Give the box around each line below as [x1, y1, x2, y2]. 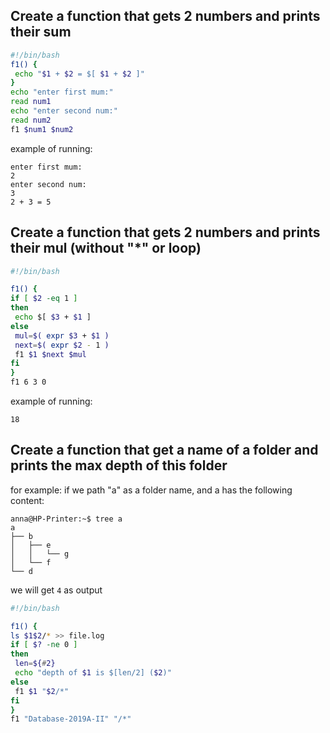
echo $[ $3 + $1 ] [14, 312, 92, 322]
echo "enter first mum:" [10, 87, 114, 98]
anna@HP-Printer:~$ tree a [10, 514, 123, 524]
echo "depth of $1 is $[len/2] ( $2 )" [14, 668, 172, 678]
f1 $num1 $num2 [10, 124, 74, 134]
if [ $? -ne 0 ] [10, 640, 78, 650]
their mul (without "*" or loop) [10, 240, 202, 257]
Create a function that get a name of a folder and [10, 442, 319, 459]
